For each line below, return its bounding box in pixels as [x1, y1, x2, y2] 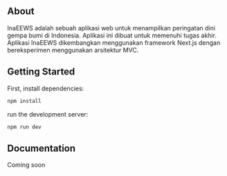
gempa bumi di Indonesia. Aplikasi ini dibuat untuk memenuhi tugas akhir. [7, 31, 217, 39]
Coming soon [7, 161, 46, 169]
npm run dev [7, 124, 42, 130]
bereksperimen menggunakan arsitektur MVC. [7, 46, 139, 54]
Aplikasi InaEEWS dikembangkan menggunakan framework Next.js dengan [7, 38, 221, 47]
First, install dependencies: [7, 84, 84, 92]
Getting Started [7, 66, 75, 78]
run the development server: [7, 110, 89, 118]
